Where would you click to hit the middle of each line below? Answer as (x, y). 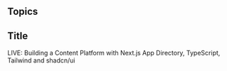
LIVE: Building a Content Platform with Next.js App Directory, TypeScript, (114, 53)
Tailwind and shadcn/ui (42, 60)
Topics (23, 12)
